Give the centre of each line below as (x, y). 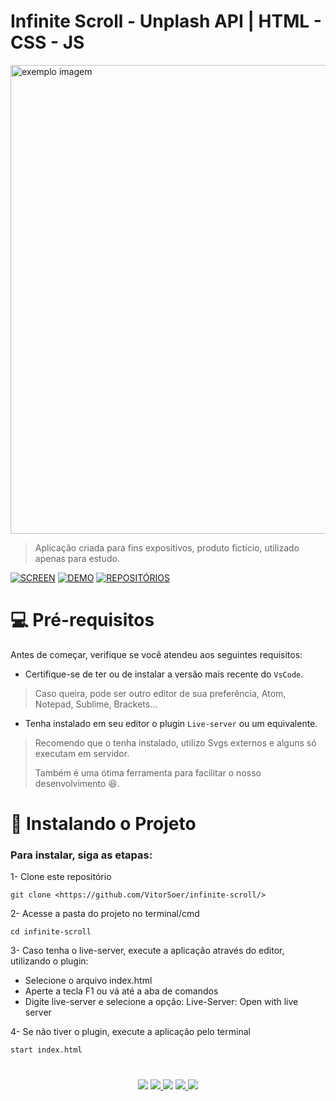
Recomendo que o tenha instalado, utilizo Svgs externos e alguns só (175, 742)
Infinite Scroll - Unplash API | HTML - (166, 21)
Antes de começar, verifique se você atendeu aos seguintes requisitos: (156, 654)
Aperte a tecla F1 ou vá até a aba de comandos (121, 991)
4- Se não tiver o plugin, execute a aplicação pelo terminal (130, 1032)
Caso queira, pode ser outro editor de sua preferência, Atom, (160, 693)
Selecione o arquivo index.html (88, 981)
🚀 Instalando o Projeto (103, 824)
